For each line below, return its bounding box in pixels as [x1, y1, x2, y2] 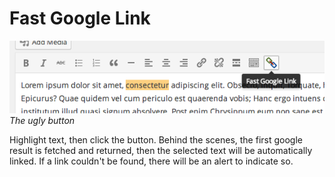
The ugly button [9, 114, 76, 126]
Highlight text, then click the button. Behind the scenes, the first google [9, 133, 303, 146]
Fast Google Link [9, 7, 151, 30]
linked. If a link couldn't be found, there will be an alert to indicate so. [9, 155, 294, 167]
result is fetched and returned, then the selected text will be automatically [9, 144, 313, 156]
